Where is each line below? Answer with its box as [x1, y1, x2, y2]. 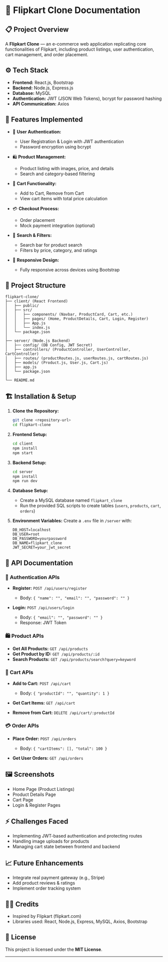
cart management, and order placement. [5, 52, 88, 57]
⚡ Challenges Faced [5, 817, 68, 826]
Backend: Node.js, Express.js [12, 85, 73, 91]
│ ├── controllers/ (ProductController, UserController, [5, 347, 131, 352]
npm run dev [12, 479, 37, 484]
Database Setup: [12, 488, 48, 494]
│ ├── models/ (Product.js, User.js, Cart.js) [5, 360, 108, 365]
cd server [12, 469, 33, 474]
